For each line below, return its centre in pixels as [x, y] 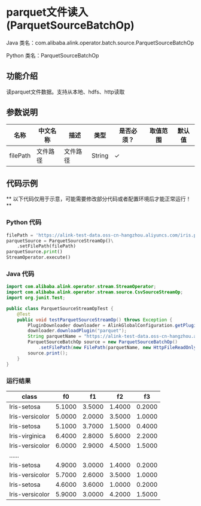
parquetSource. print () [34, 252]
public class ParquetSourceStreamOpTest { [60, 308]
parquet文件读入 [47, 12]
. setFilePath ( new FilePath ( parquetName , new [95, 348]
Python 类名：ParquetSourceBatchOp [53, 55]
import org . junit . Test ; [36, 298]
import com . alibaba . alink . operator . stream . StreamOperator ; [81, 287]
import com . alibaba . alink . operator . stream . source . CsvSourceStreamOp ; [95, 292]
